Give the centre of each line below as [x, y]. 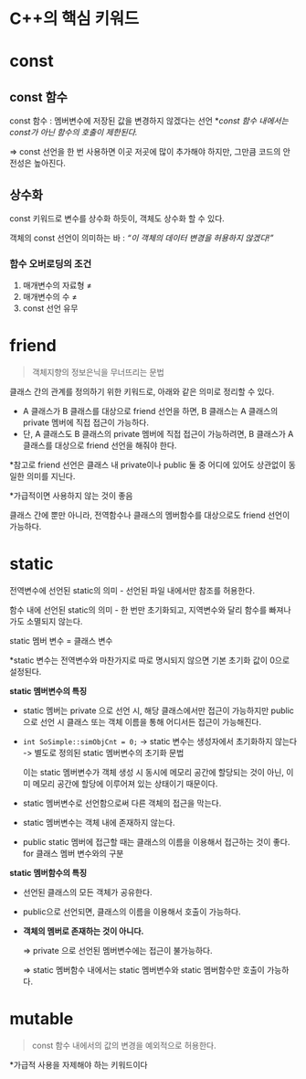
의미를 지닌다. [51, 476]
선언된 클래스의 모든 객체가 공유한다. [87, 892]
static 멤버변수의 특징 [48, 691]
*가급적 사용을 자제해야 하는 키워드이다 [79, 1065]
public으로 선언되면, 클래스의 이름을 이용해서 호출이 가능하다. [132, 912]
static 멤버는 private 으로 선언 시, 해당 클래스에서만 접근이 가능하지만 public [158, 710]
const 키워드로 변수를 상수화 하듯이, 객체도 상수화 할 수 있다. [117, 219]
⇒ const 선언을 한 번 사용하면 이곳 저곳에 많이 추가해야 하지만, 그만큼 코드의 [145, 152]
